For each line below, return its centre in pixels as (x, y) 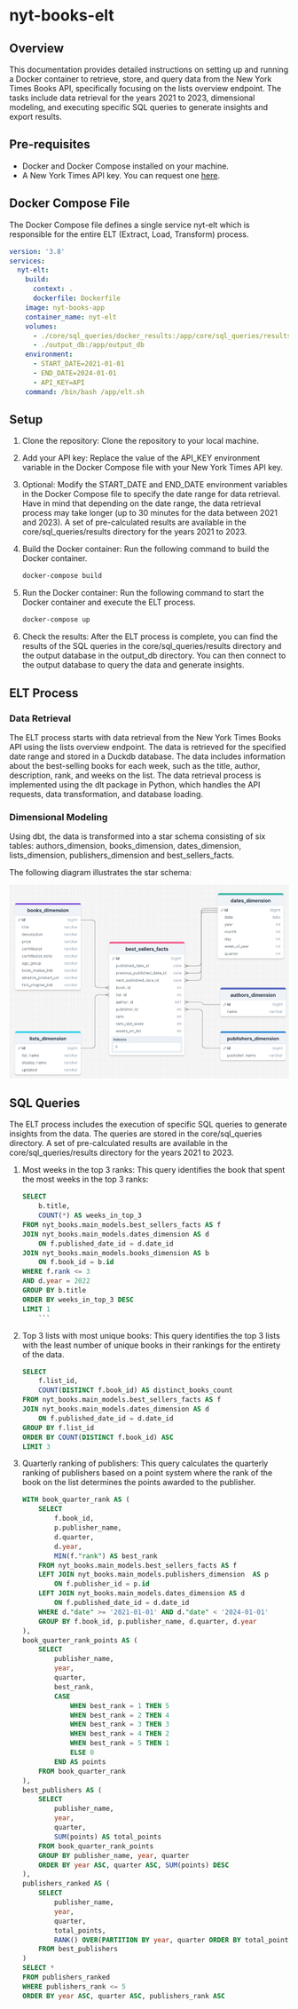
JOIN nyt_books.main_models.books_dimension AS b (116, 1253)
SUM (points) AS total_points (108, 1837)
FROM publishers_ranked (66, 1977)
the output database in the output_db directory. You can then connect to (154, 656)
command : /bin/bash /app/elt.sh (85, 392)
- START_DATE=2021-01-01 (78, 364)
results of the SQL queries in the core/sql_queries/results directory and (152, 646)
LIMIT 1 (36, 1309)
